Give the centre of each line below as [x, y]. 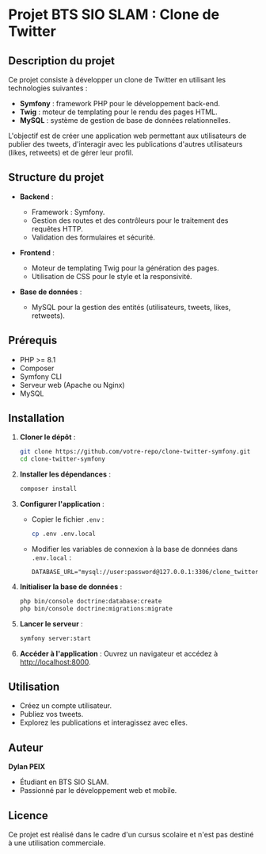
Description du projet [62, 61]
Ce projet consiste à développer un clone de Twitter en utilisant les [117, 80]
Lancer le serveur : [51, 623]
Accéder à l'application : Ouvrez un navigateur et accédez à [119, 653]
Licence [28, 816]
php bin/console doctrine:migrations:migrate [96, 608]
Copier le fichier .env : [68, 519]
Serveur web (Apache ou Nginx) [72, 385]
